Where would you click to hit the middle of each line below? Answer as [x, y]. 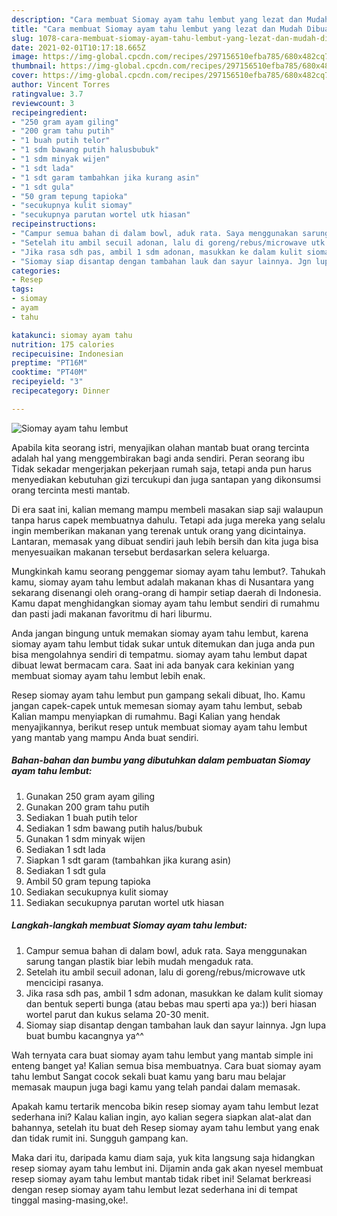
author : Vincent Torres [61, 85]
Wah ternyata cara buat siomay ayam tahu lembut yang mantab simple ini [162, 1055]
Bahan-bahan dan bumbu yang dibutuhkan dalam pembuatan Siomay [161, 760]
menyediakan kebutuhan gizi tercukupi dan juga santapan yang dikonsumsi [166, 479]
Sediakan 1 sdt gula [65, 870]
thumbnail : [34, 66]
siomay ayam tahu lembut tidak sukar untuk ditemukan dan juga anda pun [163, 643]
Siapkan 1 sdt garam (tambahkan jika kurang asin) [128, 860]
